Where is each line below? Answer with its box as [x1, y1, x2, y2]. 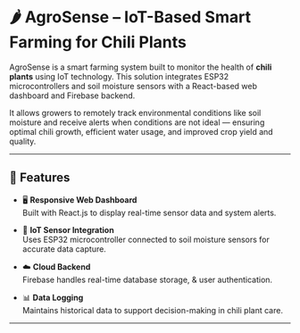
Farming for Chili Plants [9, 32, 187, 53]
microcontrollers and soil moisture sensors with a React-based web [9, 80, 257, 91]
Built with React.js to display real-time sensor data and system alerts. [21, 207, 277, 218]
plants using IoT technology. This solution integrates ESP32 [9, 71, 229, 81]
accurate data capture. [21, 243, 107, 254]
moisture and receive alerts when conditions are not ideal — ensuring [9, 117, 265, 128]
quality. [9, 136, 37, 146]
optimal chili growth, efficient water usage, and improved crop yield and [9, 126, 274, 137]
